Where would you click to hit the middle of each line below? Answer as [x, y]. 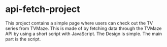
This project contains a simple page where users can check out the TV [79, 23]
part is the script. [23, 39]
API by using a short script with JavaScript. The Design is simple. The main [84, 33]
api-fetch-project [43, 9]
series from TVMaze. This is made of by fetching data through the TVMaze [83, 28]
